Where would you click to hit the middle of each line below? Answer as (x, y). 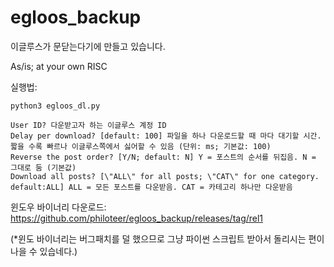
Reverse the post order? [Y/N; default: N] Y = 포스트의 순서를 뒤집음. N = (163, 157)
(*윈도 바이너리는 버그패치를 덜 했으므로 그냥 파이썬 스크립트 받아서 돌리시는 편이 (167, 238)
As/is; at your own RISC (59, 66)
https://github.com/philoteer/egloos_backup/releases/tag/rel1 (137, 218)
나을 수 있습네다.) (44, 251)
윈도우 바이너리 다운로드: (58, 207)
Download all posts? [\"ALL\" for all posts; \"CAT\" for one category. (165, 176)
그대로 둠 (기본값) (43, 167)
